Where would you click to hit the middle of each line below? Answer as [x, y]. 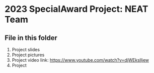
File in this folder [31, 38]
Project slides [26, 50]
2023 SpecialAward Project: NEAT [77, 9]
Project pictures [28, 55]
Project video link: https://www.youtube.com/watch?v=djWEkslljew [80, 60]
